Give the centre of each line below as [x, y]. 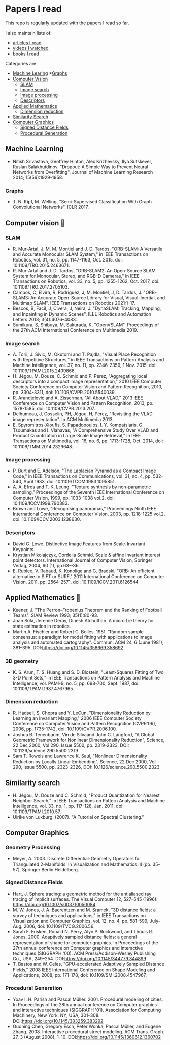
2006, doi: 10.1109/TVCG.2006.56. [59, 926]
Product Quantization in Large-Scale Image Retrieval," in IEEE [77, 436]
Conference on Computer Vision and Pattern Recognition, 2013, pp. [83, 403]
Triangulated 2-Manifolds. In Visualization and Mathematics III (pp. [82, 864]
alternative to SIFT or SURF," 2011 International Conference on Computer [89, 576]
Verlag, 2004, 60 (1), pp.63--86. [46, 565]
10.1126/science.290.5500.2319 [45, 751]
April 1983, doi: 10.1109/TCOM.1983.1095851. [70, 482]
